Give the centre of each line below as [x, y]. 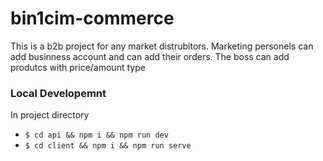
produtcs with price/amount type [78, 67]
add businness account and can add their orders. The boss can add [150, 56]
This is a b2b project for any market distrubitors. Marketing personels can [162, 46]
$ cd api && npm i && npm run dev [96, 135]
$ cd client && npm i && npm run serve [108, 146]
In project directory [50, 115]
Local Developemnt [58, 93]
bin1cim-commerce [92, 18]
